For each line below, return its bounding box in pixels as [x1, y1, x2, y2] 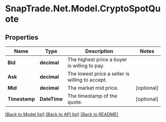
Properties [5, 33, 39, 41]
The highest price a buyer [67, 56, 127, 63]
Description [85, 48, 114, 54]
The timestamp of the [67, 92, 118, 99]
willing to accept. [67, 77, 107, 83]
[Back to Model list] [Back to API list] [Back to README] [5, 112, 119, 117]
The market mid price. [67, 84, 119, 91]
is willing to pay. [67, 62, 105, 69]
